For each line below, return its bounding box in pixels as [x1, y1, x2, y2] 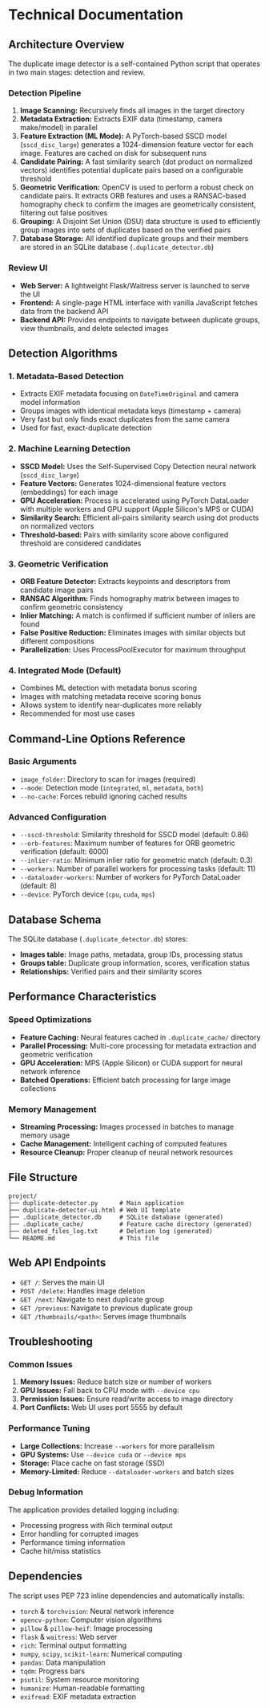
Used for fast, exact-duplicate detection [19, 423, 152, 433]
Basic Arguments [8, 756, 78, 767]
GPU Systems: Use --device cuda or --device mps [19, 1449, 187, 1459]
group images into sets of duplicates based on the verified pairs [19, 225, 231, 235]
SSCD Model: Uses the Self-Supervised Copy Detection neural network [19, 461, 257, 471]
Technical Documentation [8, 6, 184, 24]
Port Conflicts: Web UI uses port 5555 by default [19, 1403, 183, 1412]
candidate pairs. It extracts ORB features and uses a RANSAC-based [19, 191, 247, 201]
